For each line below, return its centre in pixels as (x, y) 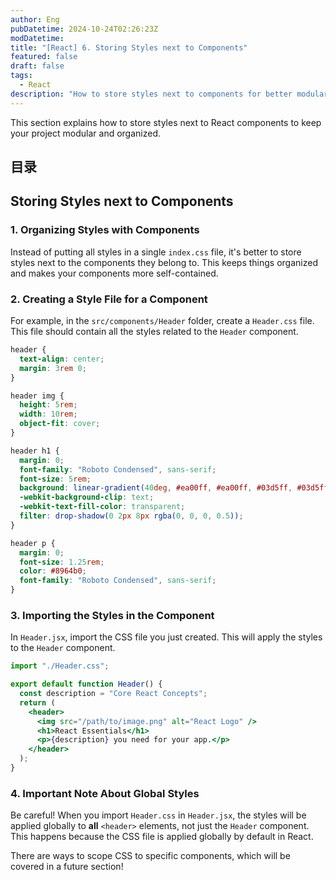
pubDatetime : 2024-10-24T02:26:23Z (84, 29)
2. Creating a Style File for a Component (109, 299)
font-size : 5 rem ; (55, 479)
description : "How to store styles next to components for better (151, 94)
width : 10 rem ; (48, 414)
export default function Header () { (86, 684)
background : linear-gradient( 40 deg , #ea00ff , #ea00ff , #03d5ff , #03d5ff (174, 488)
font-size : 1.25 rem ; (62, 562)
